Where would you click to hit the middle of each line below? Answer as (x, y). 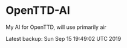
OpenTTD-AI (38, 10)
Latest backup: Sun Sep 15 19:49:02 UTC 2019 (63, 38)
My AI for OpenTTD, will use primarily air (56, 27)
